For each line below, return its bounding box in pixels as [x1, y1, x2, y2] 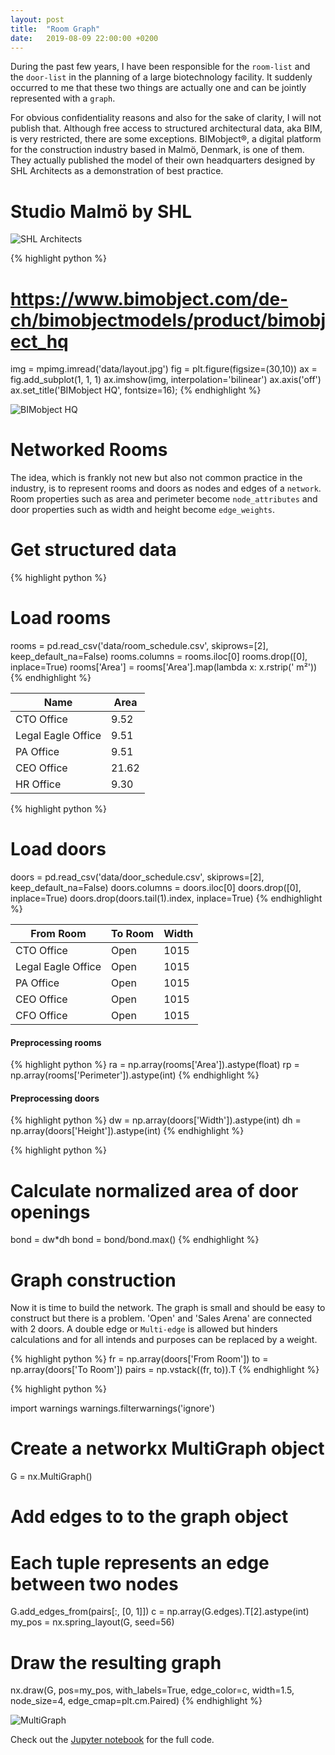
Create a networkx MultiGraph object [10, 1437, 325, 1460]
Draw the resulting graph [10, 1651, 222, 1674]
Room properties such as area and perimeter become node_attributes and [10, 493, 318, 505]
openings [10, 1201, 91, 1223]
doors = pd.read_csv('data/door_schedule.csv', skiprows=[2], [10, 871, 265, 883]
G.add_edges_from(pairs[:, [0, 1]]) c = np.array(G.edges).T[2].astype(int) [10, 1606, 310, 1618]
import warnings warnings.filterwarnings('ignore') [10, 1402, 216, 1415]
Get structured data [10, 539, 177, 561]
